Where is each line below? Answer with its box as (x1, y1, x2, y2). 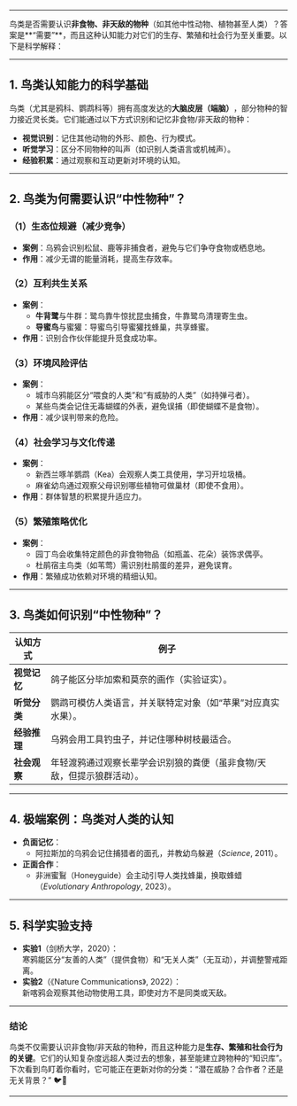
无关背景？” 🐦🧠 (9, 1075, 68, 1086)
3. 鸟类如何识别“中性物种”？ (9, 608, 164, 623)
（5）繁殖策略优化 (9, 516, 88, 528)
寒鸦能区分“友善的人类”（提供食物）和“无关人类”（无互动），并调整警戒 (21, 954, 280, 965)
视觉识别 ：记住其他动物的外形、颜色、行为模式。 (21, 132, 201, 143)
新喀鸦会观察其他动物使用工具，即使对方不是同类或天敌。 (21, 987, 232, 998)
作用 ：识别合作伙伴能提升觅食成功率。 (21, 332, 162, 343)
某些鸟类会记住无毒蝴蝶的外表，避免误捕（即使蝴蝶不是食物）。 (34, 401, 264, 412)
